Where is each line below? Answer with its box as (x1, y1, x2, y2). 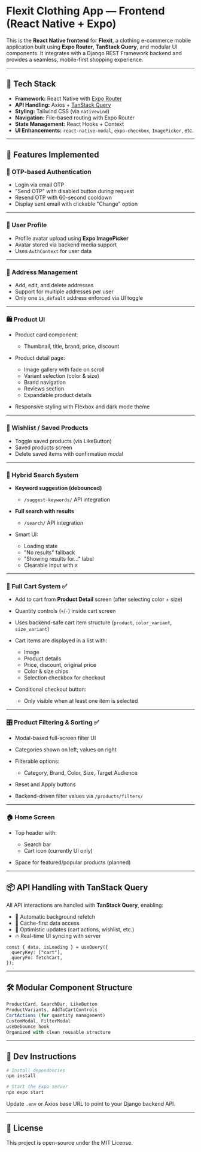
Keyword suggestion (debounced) (14, 484, 102, 491)
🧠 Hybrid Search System (6, 471, 79, 479)
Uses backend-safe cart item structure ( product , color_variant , (14, 619, 172, 626)
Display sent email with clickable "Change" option (14, 200, 138, 207)
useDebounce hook (6, 1024, 50, 1030)
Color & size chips (23, 667, 69, 675)
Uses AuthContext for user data (14, 247, 92, 254)
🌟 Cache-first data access (14, 919, 80, 927)
